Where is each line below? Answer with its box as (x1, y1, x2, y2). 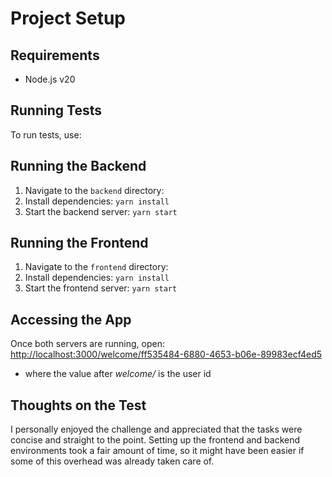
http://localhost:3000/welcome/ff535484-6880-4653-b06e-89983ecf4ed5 (10, 348, 323, 361)
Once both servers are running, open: (10, 338, 165, 350)
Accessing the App (10, 311, 132, 328)
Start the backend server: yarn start (24, 205, 178, 217)
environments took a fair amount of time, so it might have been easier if (10, 445, 305, 457)
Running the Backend (10, 158, 147, 175)
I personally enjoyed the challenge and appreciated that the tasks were (10, 423, 303, 436)
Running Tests (10, 102, 102, 119)
